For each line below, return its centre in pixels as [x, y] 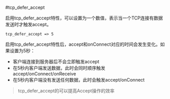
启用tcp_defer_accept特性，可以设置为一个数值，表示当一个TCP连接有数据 [84, 18]
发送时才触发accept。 [28, 24]
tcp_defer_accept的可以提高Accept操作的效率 [66, 91]
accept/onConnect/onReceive [44, 74]
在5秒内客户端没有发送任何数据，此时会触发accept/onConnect [79, 80]
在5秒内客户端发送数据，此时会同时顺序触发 [59, 68]
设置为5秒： [22, 51]
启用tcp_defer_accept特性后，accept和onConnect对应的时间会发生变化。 [83, 44]
